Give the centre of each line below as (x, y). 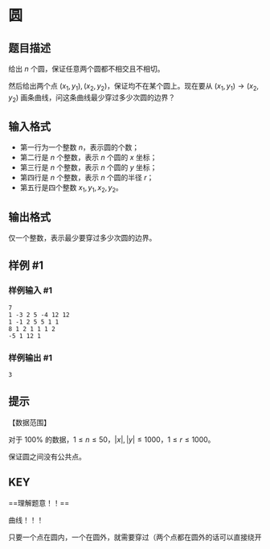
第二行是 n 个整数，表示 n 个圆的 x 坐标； (88, 158)
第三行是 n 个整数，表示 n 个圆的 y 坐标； (88, 167)
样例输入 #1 (30, 291)
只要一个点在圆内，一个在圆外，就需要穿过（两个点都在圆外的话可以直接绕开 (135, 537)
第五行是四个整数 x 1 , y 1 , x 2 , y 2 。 (71, 189)
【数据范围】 (29, 422)
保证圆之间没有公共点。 (47, 456)
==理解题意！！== (39, 502)
